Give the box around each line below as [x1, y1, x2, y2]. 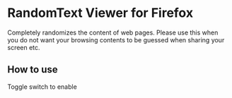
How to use [7, 63, 58, 75]
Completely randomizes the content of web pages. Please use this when [7, 28, 219, 37]
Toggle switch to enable [7, 82, 78, 91]
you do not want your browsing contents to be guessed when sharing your [7, 35, 225, 44]
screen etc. [7, 43, 40, 51]
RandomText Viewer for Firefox [7, 5, 193, 21]
